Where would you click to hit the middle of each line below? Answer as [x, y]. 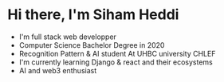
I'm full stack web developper [68, 37]
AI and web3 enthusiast [58, 70]
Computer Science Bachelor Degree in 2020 [92, 45]
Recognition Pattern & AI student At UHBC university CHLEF [117, 53]
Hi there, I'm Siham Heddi [93, 15]
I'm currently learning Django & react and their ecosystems [116, 62]
